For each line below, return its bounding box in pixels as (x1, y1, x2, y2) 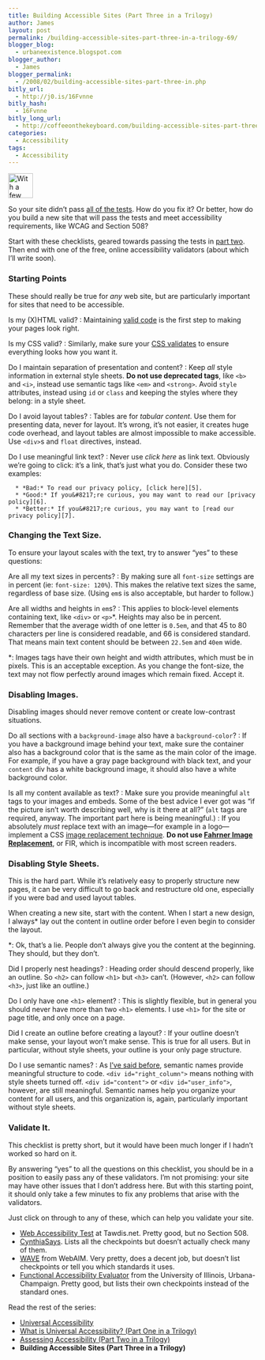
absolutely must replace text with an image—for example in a (8, 822, 207, 831)
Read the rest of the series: (8, 1302, 96, 1312)
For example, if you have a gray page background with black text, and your (8, 756, 252, 765)
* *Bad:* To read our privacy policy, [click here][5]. (15, 484, 203, 492)
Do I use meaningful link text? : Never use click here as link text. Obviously (8, 451, 250, 461)
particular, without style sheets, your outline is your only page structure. (8, 1045, 242, 1055)
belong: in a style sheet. (8, 396, 87, 406)
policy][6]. (8, 497, 47, 506)
